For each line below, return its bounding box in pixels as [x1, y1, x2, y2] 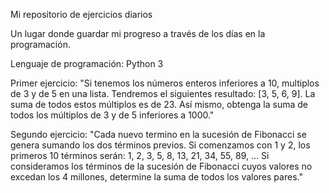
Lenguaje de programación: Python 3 [10, 58, 164, 69]
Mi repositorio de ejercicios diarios [10, 9, 153, 20]
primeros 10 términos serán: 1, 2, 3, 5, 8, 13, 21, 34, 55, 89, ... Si [10, 150, 270, 161]
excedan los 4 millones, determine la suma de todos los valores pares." [10, 171, 303, 183]
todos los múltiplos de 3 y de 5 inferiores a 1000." [10, 109, 215, 121]
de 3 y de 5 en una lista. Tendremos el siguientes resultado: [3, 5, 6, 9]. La [10, 88, 316, 99]
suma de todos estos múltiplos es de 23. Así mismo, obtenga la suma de [10, 99, 308, 110]
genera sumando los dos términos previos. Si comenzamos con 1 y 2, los [10, 139, 311, 151]
